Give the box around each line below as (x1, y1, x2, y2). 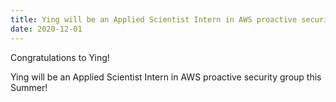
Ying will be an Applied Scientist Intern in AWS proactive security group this (10, 71, 322, 83)
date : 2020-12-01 (10, 24, 83, 34)
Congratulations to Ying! (10, 51, 110, 63)
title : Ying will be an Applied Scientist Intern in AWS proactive (10, 14, 298, 25)
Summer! (10, 81, 48, 93)
